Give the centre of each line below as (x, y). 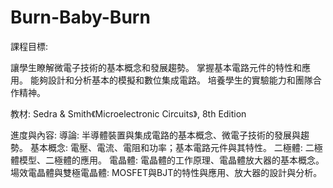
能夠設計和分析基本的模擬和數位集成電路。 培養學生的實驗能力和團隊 (171, 80)
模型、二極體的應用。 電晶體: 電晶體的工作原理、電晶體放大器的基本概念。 (171, 160)
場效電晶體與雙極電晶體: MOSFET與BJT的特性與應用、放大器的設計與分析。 (166, 172)
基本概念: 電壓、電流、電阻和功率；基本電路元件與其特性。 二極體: (166, 147)
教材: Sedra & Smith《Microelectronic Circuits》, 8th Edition (128, 113)
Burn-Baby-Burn (80, 17)
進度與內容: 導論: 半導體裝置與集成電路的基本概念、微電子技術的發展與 (155, 135)
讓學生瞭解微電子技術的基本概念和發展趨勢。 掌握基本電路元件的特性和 (156, 67)
